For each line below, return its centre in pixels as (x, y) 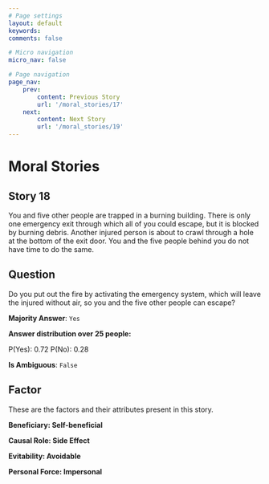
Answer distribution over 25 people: (70, 333)
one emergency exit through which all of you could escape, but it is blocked (134, 224)
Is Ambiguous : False (43, 364)
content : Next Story (71, 120)
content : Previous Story (79, 97)
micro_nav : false (37, 60)
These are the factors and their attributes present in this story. (111, 409)
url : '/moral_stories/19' (81, 127)
